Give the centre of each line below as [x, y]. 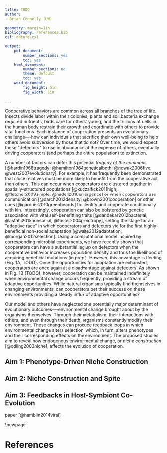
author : [13, 14]
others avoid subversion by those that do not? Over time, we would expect [81, 142]
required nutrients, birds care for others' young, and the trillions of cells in [81, 121]
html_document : [30, 65]
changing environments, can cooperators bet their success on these [75, 289]
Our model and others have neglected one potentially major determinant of [82, 304]
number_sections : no [44, 69]
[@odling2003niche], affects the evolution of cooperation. [65, 346]
